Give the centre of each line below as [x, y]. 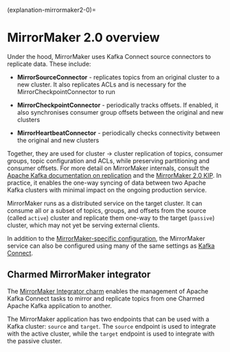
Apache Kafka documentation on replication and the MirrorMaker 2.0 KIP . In [114, 175]
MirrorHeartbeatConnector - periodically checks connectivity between [118, 132]
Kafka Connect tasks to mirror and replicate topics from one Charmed [106, 298]
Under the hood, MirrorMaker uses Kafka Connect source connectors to [109, 56]
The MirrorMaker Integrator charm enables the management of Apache [108, 291]
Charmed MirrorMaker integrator [79, 275]
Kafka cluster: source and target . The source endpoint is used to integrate [112, 326]
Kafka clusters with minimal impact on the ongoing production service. [107, 190]
